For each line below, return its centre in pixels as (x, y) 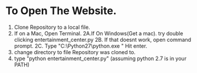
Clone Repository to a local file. (52, 27)
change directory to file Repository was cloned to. (75, 52)
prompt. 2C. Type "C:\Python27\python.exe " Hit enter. (81, 46)
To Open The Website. (61, 11)
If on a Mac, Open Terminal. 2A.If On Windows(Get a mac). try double (98, 33)
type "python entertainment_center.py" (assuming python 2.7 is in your (100, 58)
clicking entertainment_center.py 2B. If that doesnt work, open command (103, 39)
